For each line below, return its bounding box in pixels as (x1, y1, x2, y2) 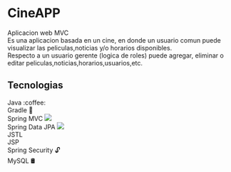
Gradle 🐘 (7, 105, 34, 114)
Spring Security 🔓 (7, 146, 61, 154)
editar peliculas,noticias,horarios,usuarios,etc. (7, 58, 143, 67)
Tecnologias (7, 80, 63, 92)
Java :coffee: (7, 98, 46, 107)
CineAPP (7, 5, 61, 21)
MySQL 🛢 (7, 156, 36, 165)
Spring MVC (7, 114, 43, 122)
